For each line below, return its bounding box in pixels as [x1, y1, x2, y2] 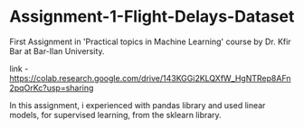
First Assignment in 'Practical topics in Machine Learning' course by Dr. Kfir [9, 36, 291, 47]
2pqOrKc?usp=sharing [9, 82, 94, 93]
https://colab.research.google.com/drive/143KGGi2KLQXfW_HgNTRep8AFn [9, 72, 291, 83]
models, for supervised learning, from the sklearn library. [9, 109, 222, 120]
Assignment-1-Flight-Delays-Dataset [9, 6, 295, 27]
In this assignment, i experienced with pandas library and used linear [9, 99, 266, 110]
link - [9, 63, 29, 74]
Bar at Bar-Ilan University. [9, 45, 106, 56]
